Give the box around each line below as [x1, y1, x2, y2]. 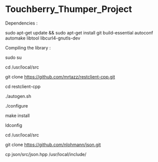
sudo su [5, 54, 22, 60]
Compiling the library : [5, 44, 51, 50]
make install [5, 112, 30, 118]
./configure [5, 102, 28, 108]
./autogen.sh [5, 93, 31, 99]
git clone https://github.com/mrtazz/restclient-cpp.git [5, 73, 115, 79]
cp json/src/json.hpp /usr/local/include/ [5, 151, 86, 157]
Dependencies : [5, 20, 38, 26]
